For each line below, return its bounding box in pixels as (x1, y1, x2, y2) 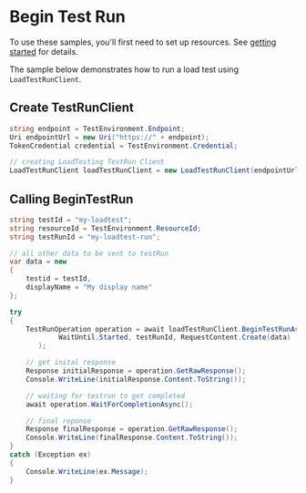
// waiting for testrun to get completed (25, 391, 185, 400)
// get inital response (25, 358, 117, 367)
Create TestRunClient (9, 100, 134, 116)
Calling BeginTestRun (9, 191, 134, 207)
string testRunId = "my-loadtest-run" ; (9, 232, 161, 241)
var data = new (9, 257, 67, 266)
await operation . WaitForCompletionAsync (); (25, 399, 194, 409)
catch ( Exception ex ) (9, 450, 92, 459)
